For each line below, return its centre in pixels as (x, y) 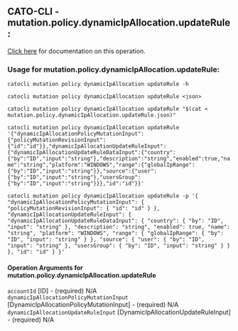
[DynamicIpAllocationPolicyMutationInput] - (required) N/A (93, 305)
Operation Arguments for (45, 267)
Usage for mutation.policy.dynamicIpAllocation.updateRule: (114, 69)
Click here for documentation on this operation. (76, 51)
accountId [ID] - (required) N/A (52, 291)
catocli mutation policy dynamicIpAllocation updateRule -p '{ (103, 196)
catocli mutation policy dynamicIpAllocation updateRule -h (98, 85)
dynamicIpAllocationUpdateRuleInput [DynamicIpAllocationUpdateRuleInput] (119, 313)
